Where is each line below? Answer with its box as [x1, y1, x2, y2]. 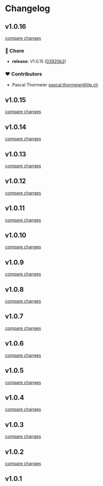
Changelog [5, 3, 50, 14]
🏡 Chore [5, 47, 24, 54]
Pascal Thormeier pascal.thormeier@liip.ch [12, 81, 98, 88]
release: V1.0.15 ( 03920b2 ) [12, 58, 66, 64]
